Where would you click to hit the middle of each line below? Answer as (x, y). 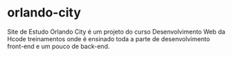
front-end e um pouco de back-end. (59, 46)
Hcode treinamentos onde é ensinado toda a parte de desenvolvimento (109, 38)
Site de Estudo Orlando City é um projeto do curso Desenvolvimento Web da (116, 32)
